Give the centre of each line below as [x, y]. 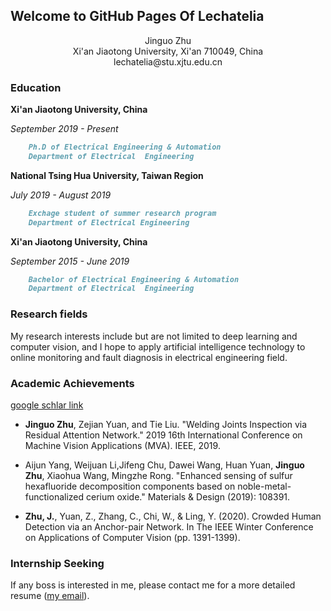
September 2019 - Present [64, 129]
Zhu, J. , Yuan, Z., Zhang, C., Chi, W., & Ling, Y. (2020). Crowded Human [173, 516]
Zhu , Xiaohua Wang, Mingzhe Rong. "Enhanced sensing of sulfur [158, 475]
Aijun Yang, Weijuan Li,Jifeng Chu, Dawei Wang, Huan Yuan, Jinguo [164, 465]
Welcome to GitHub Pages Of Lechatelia [137, 16]
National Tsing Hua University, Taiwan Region [107, 175]
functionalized [54, 496]
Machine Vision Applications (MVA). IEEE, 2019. [122, 445]
